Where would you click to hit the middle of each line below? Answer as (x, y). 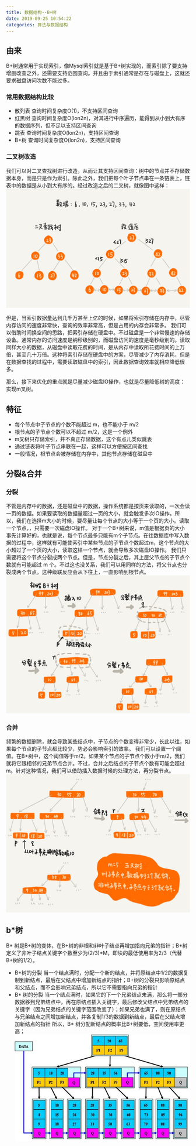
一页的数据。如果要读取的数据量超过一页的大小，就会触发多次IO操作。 (90, 513)
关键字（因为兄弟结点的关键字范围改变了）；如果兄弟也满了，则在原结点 (100, 1009)
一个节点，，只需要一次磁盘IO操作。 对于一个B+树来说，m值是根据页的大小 (96, 528)
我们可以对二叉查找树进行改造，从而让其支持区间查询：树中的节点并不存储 (95, 170)
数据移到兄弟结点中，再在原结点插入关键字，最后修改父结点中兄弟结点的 (101, 1002)
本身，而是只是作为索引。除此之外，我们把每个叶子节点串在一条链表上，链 (100, 178)
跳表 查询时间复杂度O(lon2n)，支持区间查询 (67, 133)
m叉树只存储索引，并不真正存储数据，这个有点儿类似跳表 (83, 439)
